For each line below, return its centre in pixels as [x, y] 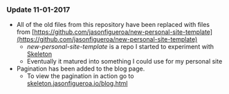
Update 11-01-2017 [38, 10]
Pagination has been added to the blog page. [81, 69]
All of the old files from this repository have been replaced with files [113, 25]
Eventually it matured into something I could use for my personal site [125, 62]
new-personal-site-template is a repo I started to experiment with [120, 47]
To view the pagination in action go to [80, 76]
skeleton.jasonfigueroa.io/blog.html [77, 84]
